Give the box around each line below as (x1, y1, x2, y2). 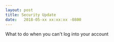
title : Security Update (5, 12, 56, 17)
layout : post (5, 7, 33, 13)
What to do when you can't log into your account (5, 31, 109, 37)
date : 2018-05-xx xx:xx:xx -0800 (5, 17, 82, 22)
